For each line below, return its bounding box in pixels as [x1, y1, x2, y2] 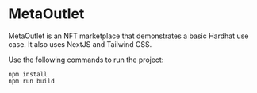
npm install [8, 70, 48, 78]
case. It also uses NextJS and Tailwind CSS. [8, 39, 152, 48]
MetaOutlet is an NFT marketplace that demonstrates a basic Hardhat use [8, 31, 249, 41]
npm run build [8, 77, 56, 85]
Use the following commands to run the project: [8, 55, 164, 64]
